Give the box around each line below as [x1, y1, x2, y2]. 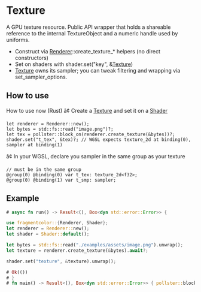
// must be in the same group [6, 166, 82, 173]
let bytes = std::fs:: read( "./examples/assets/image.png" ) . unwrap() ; [6, 242, 184, 248]
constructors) [14, 54, 49, 61]
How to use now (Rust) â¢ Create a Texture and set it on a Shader [6, 107, 168, 114]
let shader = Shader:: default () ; [6, 231, 90, 237]
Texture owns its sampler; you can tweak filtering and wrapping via [14, 67, 181, 74]
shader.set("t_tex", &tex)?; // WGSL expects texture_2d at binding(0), [6, 136, 191, 143]
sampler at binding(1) [6, 142, 63, 147]
